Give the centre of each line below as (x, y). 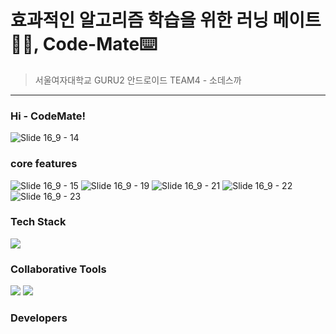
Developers (39, 318)
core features (44, 164)
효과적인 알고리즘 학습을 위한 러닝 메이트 (166, 20)
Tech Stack (38, 222)
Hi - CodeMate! (48, 116)
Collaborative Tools (58, 269)
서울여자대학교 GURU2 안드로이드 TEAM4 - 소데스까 (138, 80)
